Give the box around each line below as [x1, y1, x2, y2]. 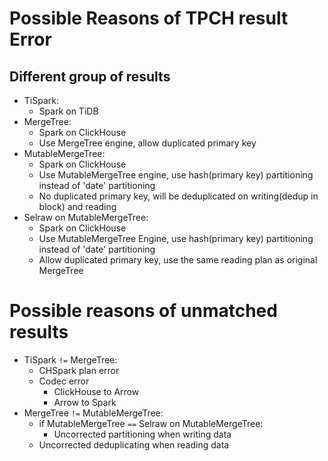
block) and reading [38, 201, 117, 212]
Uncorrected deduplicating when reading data [38, 438, 230, 451]
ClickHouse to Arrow [53, 385, 140, 397]
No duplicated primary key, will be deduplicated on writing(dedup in [38, 190, 319, 202]
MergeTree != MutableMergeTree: [23, 407, 164, 419]
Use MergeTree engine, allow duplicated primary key [38, 137, 257, 149]
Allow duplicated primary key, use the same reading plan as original [38, 254, 318, 266]
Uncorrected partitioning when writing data [53, 428, 232, 440]
